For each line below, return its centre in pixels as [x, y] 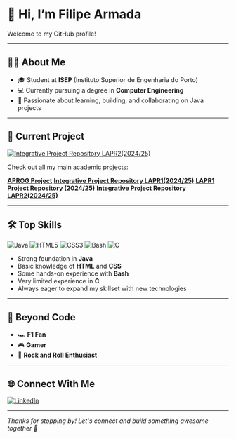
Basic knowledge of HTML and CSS [69, 266]
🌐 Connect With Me [51, 384]
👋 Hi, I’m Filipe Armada [74, 14]
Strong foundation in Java [55, 259]
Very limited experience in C [58, 281]
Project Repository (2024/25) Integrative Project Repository [97, 188]
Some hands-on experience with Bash [73, 273]
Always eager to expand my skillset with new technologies [102, 289]
